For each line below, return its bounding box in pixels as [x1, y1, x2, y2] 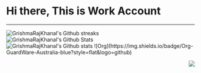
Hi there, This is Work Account [6, 4, 162, 18]
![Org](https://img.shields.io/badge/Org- [93, 42, 193, 49]
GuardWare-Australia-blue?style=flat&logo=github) [6, 48, 132, 56]
